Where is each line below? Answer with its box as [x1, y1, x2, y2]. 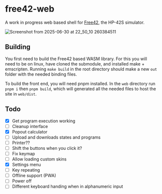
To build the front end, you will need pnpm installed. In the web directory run [5, 81, 156, 86]
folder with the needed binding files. [5, 71, 77, 77]
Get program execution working [12, 118, 76, 124]
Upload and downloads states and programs [12, 134, 101, 140]
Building [5, 43, 30, 51]
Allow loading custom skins [12, 156, 67, 162]
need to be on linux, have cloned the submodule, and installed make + [5, 61, 145, 66]
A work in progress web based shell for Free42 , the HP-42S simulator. [5, 19, 145, 25]
